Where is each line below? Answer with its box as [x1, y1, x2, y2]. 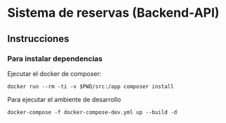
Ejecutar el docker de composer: [7, 69, 102, 78]
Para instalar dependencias [7, 54, 103, 64]
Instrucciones [7, 33, 69, 45]
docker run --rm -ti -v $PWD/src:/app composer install [7, 82, 174, 90]
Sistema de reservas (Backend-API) [7, 5, 220, 21]
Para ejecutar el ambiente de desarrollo [7, 95, 121, 103]
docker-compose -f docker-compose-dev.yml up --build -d [7, 108, 178, 116]
